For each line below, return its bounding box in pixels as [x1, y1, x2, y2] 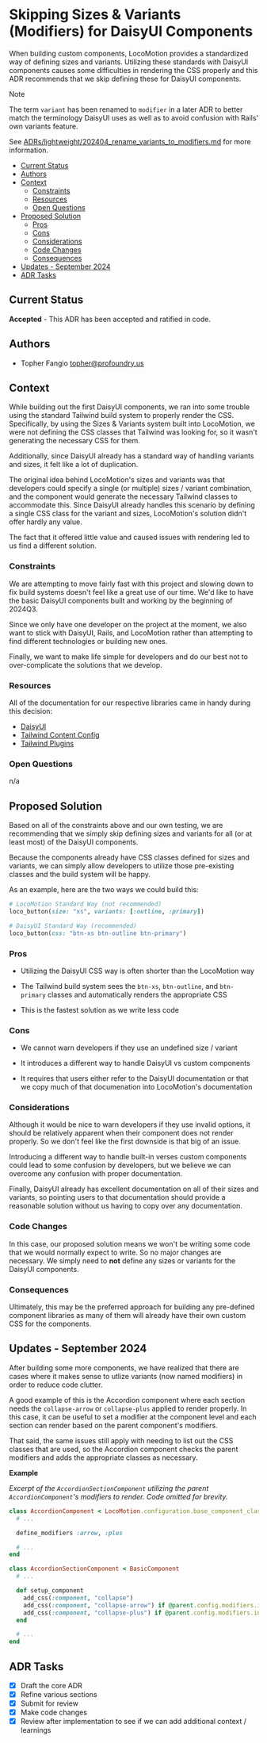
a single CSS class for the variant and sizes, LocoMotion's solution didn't [9, 509, 247, 519]
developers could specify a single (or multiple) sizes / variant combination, [9, 484, 253, 493]
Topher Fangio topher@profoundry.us [20, 358, 145, 368]
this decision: [9, 706, 53, 715]
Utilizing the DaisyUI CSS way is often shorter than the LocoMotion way [20, 966, 254, 975]
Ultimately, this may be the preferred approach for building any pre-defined [9, 1302, 255, 1312]
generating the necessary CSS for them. [9, 436, 141, 446]
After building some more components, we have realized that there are [9, 1362, 240, 1373]
